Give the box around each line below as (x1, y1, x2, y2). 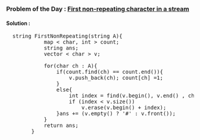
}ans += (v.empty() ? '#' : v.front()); (56, 110, 176, 117)
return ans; (43, 122, 79, 129)
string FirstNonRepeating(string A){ (12, 33, 123, 40)
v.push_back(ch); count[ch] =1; (68, 74, 164, 82)
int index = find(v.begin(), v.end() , (68, 92, 186, 99)
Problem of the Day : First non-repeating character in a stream (6, 5, 189, 13)
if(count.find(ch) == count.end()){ (56, 69, 164, 76)
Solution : (6, 20, 31, 27)
